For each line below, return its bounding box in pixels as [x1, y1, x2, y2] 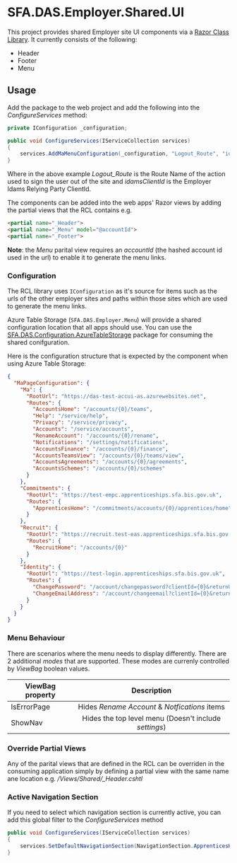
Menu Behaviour [7, 633, 66, 643]
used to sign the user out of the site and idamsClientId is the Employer [7, 178, 212, 186]
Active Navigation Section [7, 792, 99, 801]
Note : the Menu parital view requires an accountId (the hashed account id [7, 245, 222, 254]
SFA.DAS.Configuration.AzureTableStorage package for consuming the [7, 330, 213, 340]
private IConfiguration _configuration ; [7, 124, 128, 132]
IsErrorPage [11, 702, 51, 712]
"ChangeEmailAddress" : [32, 590, 99, 597]
